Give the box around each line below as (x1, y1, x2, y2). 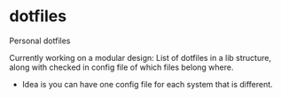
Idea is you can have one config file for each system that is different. (21, 79, 273, 89)
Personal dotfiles (9, 35, 71, 46)
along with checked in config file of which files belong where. (9, 62, 234, 72)
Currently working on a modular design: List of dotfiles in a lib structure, (9, 52, 272, 63)
